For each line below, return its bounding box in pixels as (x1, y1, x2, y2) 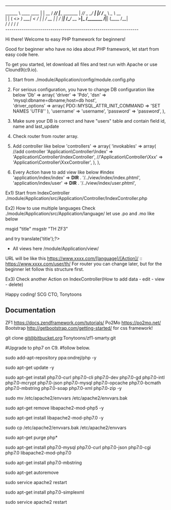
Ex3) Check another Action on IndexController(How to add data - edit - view (5, 276, 165, 282)
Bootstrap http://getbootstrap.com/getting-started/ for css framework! (5, 325, 153, 331)
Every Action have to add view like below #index (12, 169, 115, 175)
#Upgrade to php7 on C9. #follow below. (5, 345, 91, 351)
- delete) (5, 281, 24, 288)
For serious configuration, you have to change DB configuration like (12, 87, 155, 92)
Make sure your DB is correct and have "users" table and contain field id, (12, 118, 166, 124)
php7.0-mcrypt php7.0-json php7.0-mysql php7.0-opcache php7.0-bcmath (5, 380, 161, 386)
